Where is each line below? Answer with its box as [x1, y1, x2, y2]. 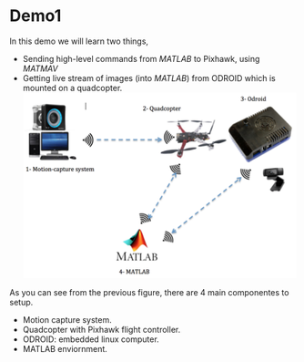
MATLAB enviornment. [22, 344, 107, 355]
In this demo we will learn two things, [9, 36, 148, 47]
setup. [9, 297, 34, 308]
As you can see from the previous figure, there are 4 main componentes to [9, 287, 289, 298]
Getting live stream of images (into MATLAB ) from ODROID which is [22, 72, 276, 83]
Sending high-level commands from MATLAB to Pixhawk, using [22, 53, 260, 64]
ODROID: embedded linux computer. [22, 334, 159, 345]
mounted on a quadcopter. [22, 82, 123, 93]
